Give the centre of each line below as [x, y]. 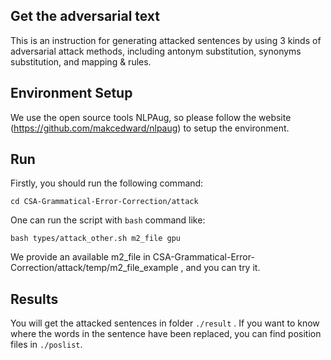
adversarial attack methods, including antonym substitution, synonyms [156, 51]
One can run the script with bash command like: [108, 220]
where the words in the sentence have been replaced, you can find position [166, 334]
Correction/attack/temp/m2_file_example [94, 268]
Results [34, 299]
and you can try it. [223, 268]
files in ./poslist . [46, 345]
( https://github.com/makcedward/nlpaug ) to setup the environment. [150, 128]
